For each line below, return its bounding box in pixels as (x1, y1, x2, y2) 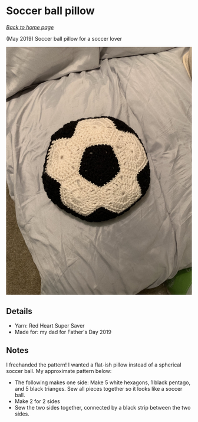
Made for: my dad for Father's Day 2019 (14, 328, 112, 335)
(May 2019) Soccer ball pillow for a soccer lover (6, 35, 123, 42)
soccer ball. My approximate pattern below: (6, 367, 112, 374)
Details (6, 306, 32, 316)
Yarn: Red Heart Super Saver (14, 322, 85, 329)
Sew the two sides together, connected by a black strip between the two (14, 404, 191, 411)
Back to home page (6, 24, 54, 31)
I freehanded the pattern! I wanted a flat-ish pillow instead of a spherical (6, 361, 181, 368)
